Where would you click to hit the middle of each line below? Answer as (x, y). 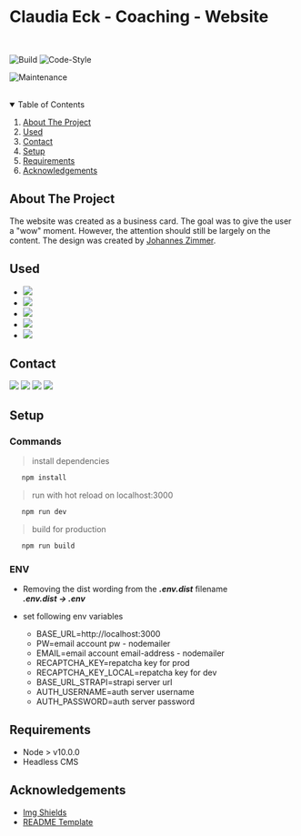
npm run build (48, 546)
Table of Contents (51, 104)
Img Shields (45, 812)
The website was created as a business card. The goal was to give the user (150, 221)
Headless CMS (50, 761)
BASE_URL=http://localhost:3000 (98, 633)
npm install (44, 478)
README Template (58, 821)
